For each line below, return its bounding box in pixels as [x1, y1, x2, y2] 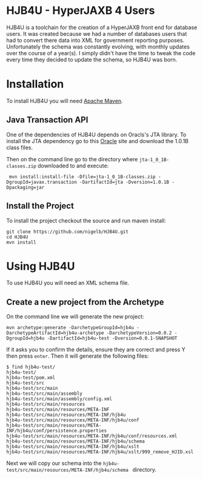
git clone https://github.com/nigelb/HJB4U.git [6, 229, 129, 235]
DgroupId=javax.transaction [6, 179, 78, 185]
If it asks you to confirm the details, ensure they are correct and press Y [6, 346, 186, 353]
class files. [6, 144, 33, 151]
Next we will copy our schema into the [6, 460, 102, 467]
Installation [6, 77, 64, 91]
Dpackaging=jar [6, 184, 45, 190]
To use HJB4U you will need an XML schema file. [6, 280, 130, 287]
